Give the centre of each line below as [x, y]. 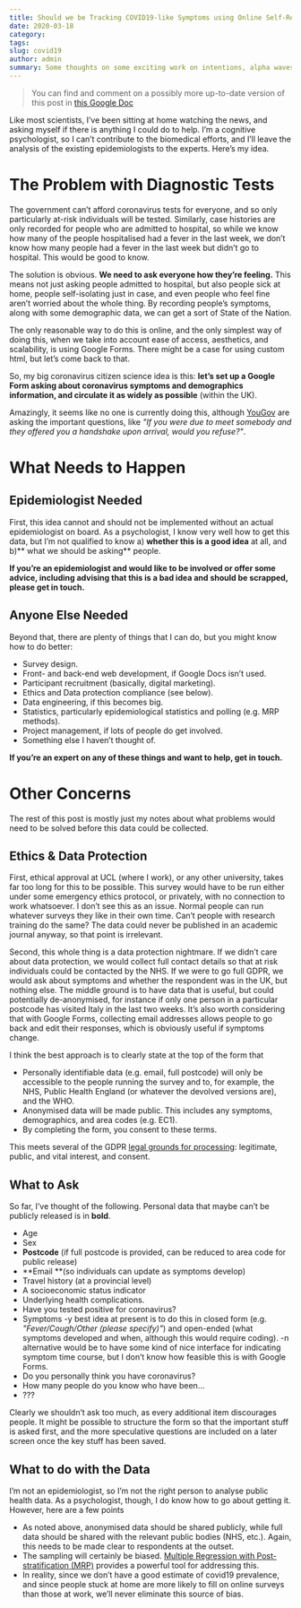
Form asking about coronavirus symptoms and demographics [126, 385]
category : [28, 34]
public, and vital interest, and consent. [80, 1156]
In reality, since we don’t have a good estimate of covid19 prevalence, [151, 1575]
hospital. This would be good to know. [79, 257]
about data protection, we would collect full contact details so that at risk [144, 962]
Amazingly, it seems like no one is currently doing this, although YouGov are [150, 412]
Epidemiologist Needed [76, 501]
